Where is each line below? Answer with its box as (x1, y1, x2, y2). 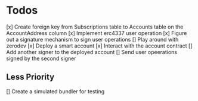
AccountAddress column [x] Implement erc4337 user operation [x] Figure (6, 29, 187, 36)
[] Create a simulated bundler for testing (6, 87, 105, 95)
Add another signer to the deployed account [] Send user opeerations (6, 48, 178, 55)
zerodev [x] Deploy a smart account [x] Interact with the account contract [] (6, 42, 193, 49)
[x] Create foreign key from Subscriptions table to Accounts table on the (6, 23, 184, 30)
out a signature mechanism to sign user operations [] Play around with (6, 36, 179, 43)
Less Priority (6, 72, 55, 82)
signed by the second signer (6, 55, 76, 62)
